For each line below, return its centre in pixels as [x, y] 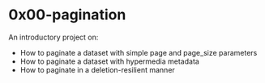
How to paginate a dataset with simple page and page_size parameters [139, 52]
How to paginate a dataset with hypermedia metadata [110, 61]
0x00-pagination [67, 15]
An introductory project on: [53, 37]
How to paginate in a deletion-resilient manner [98, 69]
